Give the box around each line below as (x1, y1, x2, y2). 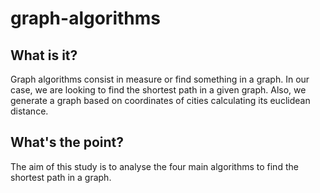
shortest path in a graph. (10, 171, 112, 183)
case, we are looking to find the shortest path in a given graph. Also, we (10, 84, 307, 96)
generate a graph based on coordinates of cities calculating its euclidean (10, 95, 311, 106)
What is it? (10, 47, 78, 64)
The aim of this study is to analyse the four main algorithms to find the (10, 160, 299, 172)
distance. (10, 105, 49, 117)
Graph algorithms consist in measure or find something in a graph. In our (10, 73, 310, 85)
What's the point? (10, 134, 125, 151)
